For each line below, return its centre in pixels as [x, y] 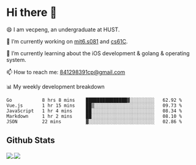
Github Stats [31, 140]
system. [16, 59]
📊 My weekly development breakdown [56, 86]
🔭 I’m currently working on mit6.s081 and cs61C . [67, 41]
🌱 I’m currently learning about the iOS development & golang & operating [98, 53]
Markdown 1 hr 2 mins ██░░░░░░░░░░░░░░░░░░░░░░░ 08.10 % [94, 116]
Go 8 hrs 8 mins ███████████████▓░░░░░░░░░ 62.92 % [94, 100]
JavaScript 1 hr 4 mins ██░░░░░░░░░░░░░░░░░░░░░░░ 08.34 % [94, 111]
